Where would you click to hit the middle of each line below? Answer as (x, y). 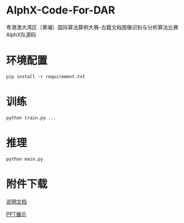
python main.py (25, 159)
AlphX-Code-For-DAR (61, 10)
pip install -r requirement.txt (46, 76)
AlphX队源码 (21, 34)
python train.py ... (31, 118)
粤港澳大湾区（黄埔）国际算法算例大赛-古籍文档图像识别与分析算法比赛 (92, 27)
